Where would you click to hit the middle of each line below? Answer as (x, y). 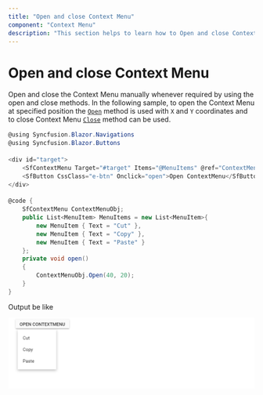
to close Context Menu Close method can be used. (90, 120)
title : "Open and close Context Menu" (71, 16)
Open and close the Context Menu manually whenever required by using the (131, 95)
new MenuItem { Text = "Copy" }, (91, 234)
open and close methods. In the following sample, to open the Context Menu (131, 103)
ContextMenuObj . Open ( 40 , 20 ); (85, 275)
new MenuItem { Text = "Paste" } (91, 242)
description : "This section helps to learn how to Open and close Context (133, 33)
